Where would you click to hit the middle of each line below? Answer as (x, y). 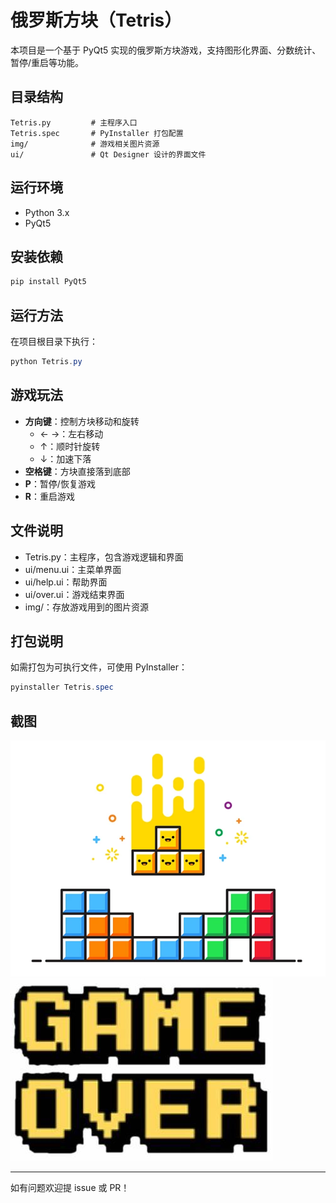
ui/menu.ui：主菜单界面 (73, 569)
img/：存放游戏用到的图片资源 (87, 607)
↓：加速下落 (65, 458)
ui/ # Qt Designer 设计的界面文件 (108, 154)
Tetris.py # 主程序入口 (74, 122)
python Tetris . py (46, 362)
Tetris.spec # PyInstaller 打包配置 (97, 133)
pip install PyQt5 (48, 282)
